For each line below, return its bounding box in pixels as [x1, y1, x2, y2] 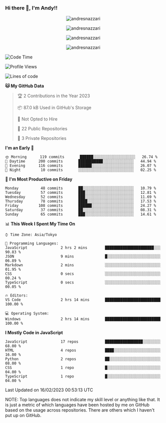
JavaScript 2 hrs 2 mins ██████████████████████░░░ [5, 245, 161, 250]
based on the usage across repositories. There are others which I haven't [5, 407, 155, 413]
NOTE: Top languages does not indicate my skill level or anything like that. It [5, 397, 160, 403]
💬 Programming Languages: [5, 241, 58, 246]
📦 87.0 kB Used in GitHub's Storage [17, 105, 92, 111]
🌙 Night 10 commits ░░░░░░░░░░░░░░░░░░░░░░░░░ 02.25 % [5, 168, 156, 173]
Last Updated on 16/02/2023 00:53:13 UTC [5, 387, 93, 393]
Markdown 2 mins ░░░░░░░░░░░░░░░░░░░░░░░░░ [5, 263, 161, 268]
